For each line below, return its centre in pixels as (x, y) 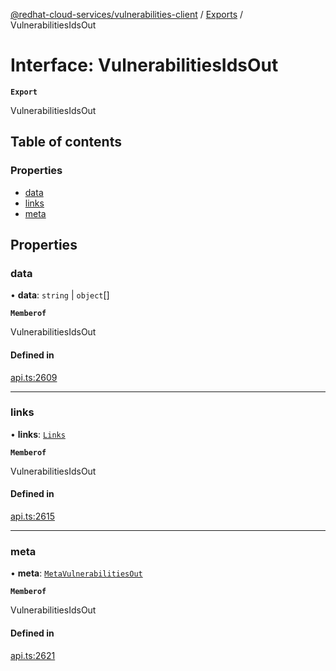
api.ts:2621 (33, 655)
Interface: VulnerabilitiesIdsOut (144, 65)
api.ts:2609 (34, 377)
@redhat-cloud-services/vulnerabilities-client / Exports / (127, 14)
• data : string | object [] (60, 295)
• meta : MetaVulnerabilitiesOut (76, 573)
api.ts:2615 (32, 516)
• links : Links (38, 434)
